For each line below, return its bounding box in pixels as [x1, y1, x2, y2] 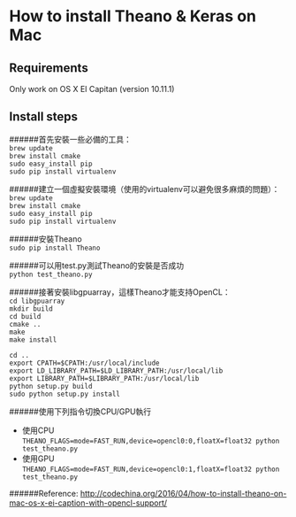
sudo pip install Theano [9, 243, 101, 252]
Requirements [9, 60, 88, 75]
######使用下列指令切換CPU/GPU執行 [9, 405, 152, 417]
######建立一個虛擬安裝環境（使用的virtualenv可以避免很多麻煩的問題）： [9, 183, 280, 194]
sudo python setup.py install [9, 390, 121, 398]
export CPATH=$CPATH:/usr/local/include [9, 359, 161, 367]
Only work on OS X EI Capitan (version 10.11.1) [9, 84, 175, 94]
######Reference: [9, 488, 79, 498]
